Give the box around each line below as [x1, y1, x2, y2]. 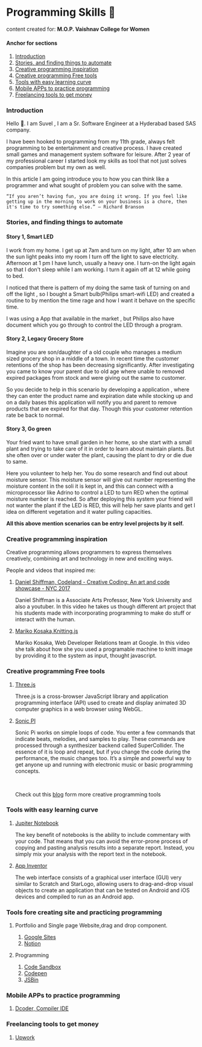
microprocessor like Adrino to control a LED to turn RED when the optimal [6, 488, 189, 496]
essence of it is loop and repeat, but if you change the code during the [14, 748, 191, 755]
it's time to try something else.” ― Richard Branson [6, 204, 145, 210]
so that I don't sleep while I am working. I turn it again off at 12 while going [6, 266, 191, 273]
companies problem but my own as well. [6, 164, 107, 171]
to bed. [6, 272, 24, 280]
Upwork [14, 1034, 35, 1041]
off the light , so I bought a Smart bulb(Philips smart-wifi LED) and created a [6, 290, 195, 298]
